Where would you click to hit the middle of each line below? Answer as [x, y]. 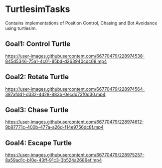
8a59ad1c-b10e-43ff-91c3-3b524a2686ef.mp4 [54, 160]
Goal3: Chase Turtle [37, 110]
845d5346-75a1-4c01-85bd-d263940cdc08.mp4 [56, 61]
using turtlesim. [21, 28]
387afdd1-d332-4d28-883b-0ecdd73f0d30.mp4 [55, 94]
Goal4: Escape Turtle [39, 143]
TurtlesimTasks [38, 9]
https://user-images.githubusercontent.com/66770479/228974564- [75, 89]
